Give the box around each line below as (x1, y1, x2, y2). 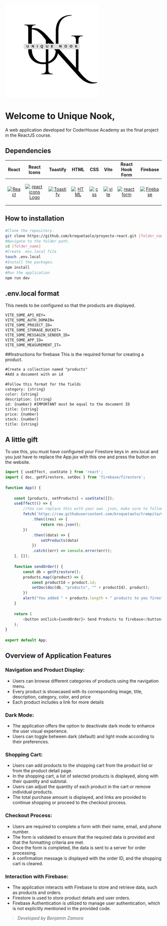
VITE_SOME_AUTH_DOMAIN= (5, 318, 55, 323)
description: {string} (5, 397, 52, 402)
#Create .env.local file (5, 249, 57, 254)
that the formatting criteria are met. (12, 839, 84, 845)
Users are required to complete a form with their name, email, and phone (12, 823, 162, 829)
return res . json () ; (40, 522, 81, 527)
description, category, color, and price (12, 694, 91, 700)
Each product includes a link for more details (12, 699, 104, 705)
